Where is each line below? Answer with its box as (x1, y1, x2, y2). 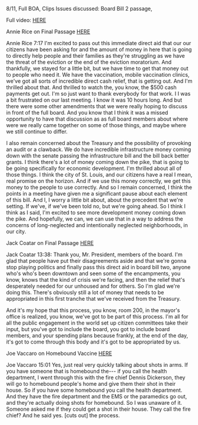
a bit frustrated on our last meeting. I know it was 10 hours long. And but (6, 96, 183, 103)
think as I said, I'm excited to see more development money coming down (6, 209, 186, 216)
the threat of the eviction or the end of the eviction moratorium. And (6, 59, 172, 65)
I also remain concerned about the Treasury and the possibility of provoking (6, 140, 191, 146)
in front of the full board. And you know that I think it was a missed (6, 109, 168, 116)
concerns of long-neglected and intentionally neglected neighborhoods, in (6, 222, 189, 228)
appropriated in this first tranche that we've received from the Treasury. (6, 295, 181, 302)
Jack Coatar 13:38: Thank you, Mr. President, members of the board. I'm (6, 251, 183, 258)
